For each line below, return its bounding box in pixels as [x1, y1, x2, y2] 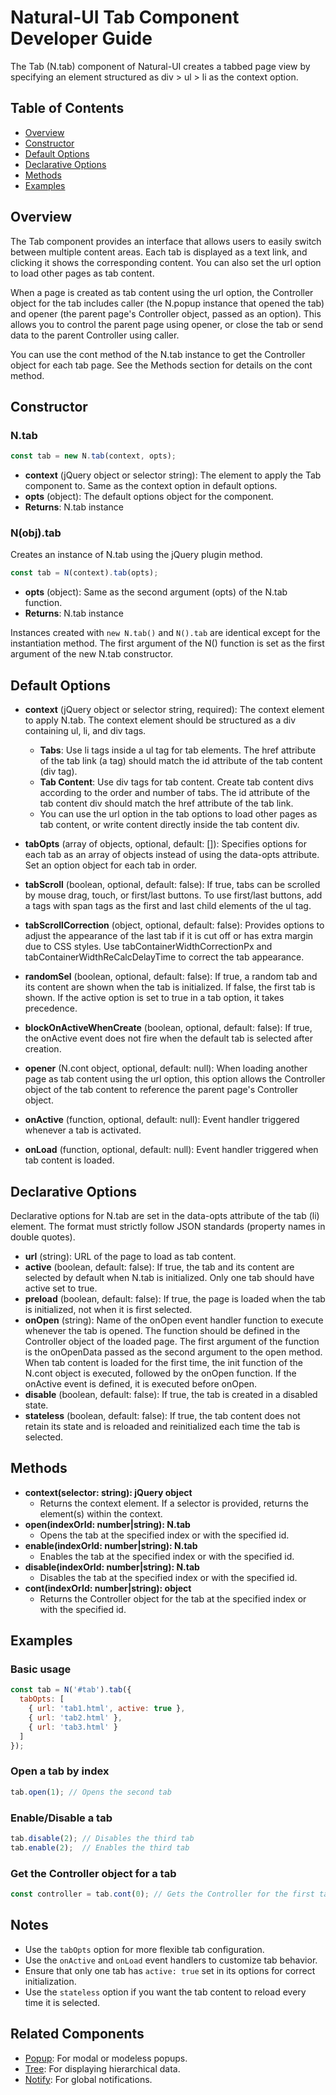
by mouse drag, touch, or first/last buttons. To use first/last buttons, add [24, 889, 323, 901]
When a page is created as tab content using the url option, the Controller [10, 286, 314, 298]
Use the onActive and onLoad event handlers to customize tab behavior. [24, 1954, 318, 1966]
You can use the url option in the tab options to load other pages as [39, 808, 318, 820]
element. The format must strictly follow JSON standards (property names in [10, 1220, 326, 1232]
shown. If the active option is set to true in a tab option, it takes [24, 992, 285, 1004]
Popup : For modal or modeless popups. [24, 2052, 188, 2064]
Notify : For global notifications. [24, 2073, 153, 2085]
